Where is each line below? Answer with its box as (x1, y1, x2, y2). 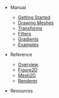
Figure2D (17, 67, 37, 73)
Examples (17, 42, 39, 48)
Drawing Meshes (17, 20, 54, 26)
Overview (17, 62, 38, 67)
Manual (10, 5, 27, 10)
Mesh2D (17, 72, 36, 79)
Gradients (17, 36, 39, 42)
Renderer (17, 78, 38, 84)
